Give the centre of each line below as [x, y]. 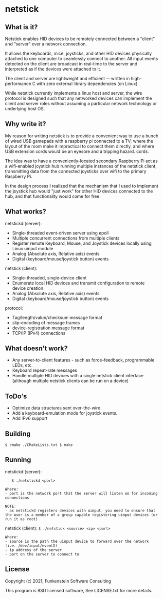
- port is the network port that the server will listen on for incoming [81, 493]
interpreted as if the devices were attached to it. [53, 69]
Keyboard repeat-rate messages [45, 370]
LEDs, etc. [22, 365]
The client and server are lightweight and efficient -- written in [67, 78]
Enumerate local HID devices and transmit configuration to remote [78, 283]
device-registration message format [48, 328]
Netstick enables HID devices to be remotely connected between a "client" [80, 39]
